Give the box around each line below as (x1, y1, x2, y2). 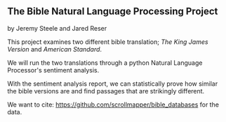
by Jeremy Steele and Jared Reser (7, 24, 107, 32)
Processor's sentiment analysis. (7, 66, 100, 74)
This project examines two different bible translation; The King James (7, 38, 208, 46)
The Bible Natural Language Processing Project (7, 6, 218, 17)
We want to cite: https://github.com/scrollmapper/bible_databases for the (7, 100, 220, 109)
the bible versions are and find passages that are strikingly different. (7, 86, 205, 95)
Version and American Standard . (7, 45, 102, 53)
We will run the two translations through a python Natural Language (7, 59, 203, 67)
